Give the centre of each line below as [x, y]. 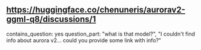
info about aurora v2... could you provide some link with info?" [84, 40]
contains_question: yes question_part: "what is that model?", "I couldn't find [101, 34]
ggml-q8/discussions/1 [51, 20]
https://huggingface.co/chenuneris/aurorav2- [96, 10]
